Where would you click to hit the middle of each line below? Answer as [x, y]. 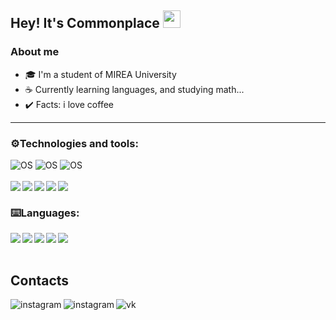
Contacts [40, 280]
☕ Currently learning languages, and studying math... [134, 89]
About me [35, 52]
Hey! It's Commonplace [85, 23]
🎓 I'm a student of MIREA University [100, 74]
